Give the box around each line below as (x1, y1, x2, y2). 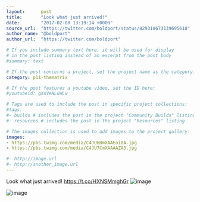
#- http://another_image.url (6, 162, 79, 168)
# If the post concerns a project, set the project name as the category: (6, 69, 196, 75)
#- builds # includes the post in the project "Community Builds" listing (6, 112, 196, 118)
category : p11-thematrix (6, 74, 68, 80)
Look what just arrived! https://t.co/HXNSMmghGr (6, 178, 129, 185)
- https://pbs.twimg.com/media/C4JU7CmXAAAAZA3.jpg (6, 145, 137, 151)
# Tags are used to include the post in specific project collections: (6, 102, 187, 108)
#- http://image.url (6, 156, 58, 162)
